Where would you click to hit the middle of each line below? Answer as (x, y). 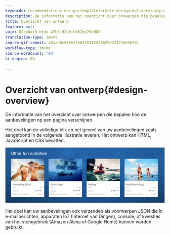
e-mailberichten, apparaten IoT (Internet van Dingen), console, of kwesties (83, 217)
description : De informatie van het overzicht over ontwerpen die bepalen (86, 16)
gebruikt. (15, 227)
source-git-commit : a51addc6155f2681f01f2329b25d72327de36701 (72, 43)
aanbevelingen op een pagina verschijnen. (49, 120)
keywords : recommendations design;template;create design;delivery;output (86, 11)
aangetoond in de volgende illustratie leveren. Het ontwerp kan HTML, (78, 135)
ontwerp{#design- (108, 90)
